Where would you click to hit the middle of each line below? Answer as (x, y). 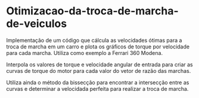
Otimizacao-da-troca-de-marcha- (92, 11)
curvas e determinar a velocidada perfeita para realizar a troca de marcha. (97, 88)
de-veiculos (37, 24)
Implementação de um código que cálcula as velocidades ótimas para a (94, 40)
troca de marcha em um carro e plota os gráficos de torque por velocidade (98, 47)
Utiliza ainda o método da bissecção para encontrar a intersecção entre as (98, 82)
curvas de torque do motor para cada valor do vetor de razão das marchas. (99, 71)
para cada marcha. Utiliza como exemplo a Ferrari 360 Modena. (84, 53)
